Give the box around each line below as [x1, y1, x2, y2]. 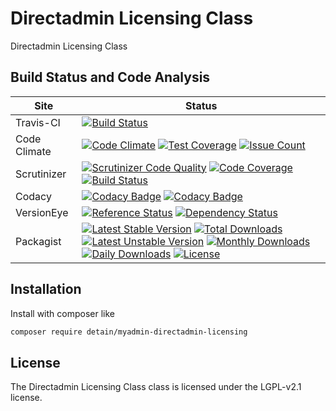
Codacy [15, 189, 52, 203]
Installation [10, 281, 82, 298]
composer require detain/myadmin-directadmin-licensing [10, 327, 248, 337]
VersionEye [15, 205, 69, 219]
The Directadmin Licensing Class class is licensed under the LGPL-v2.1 [10, 381, 302, 393]
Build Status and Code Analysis [10, 69, 211, 86]
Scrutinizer [15, 167, 67, 181]
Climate [15, 144, 52, 158]
